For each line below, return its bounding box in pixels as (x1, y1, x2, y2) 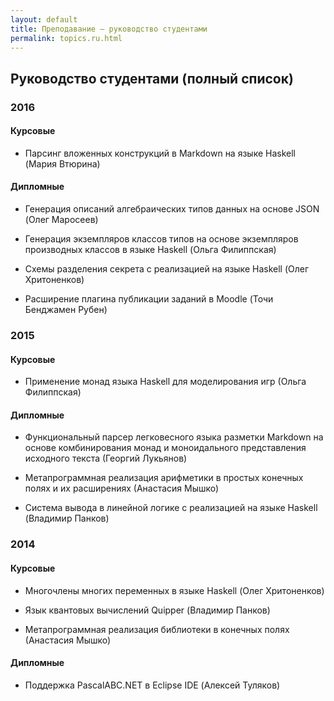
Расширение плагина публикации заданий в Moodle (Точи (24, 293, 274, 305)
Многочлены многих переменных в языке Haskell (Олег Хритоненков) (24, 584, 325, 596)
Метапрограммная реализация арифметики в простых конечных (24, 472, 304, 484)
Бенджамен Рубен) (24, 304, 108, 316)
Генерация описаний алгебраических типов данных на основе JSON (24, 203, 320, 215)
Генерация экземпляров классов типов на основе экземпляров (24, 233, 299, 245)
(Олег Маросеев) (24, 214, 99, 226)
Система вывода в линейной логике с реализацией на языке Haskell (24, 502, 318, 514)
